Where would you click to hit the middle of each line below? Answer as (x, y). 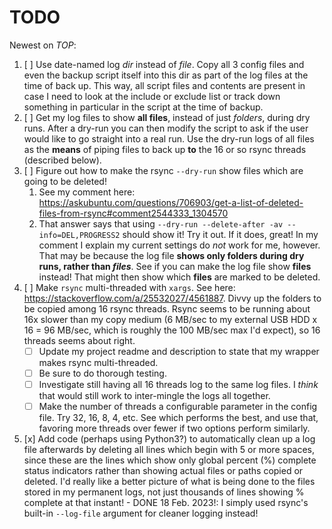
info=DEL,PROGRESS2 (79, 235)
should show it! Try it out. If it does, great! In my (220, 234)
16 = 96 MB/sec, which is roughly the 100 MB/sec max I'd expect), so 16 (172, 330)
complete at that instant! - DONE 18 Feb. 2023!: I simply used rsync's (166, 503)
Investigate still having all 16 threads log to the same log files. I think (178, 385)
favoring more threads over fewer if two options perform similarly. (174, 428)
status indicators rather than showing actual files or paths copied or (163, 471)
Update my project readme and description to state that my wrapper (179, 351)
